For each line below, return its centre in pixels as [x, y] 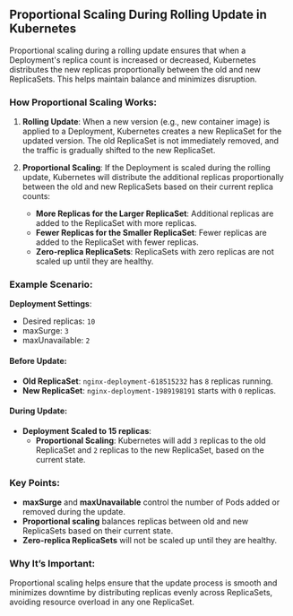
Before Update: [38, 361]
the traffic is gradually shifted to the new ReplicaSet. [119, 151]
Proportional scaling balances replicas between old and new [135, 521]
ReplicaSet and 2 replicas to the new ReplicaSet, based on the [150, 450]
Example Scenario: [51, 284]
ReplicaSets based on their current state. [98, 531]
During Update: [39, 411]
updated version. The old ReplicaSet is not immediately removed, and [151, 141]
